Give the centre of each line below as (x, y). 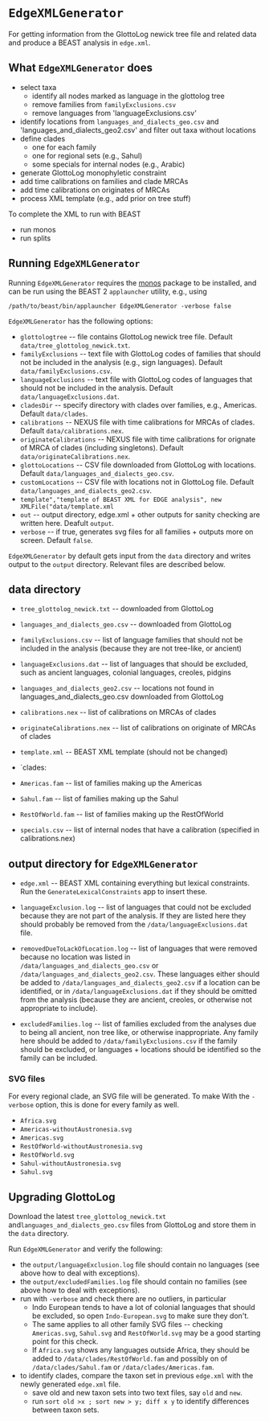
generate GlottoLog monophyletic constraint (93, 172)
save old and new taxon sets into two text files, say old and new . (137, 1393)
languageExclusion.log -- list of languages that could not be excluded (135, 907)
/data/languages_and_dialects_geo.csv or (89, 966)
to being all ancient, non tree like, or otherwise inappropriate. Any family (139, 1033)
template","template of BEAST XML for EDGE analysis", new (121, 499)
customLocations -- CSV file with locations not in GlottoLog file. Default (137, 482)
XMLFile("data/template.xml (67, 507)
